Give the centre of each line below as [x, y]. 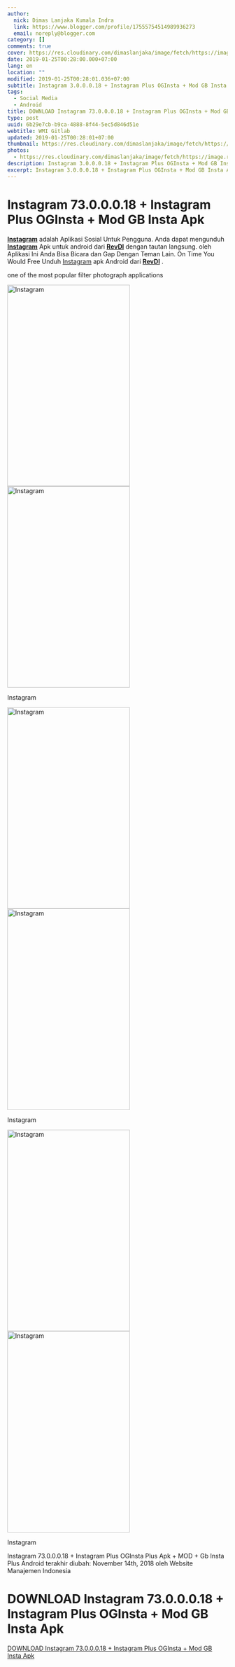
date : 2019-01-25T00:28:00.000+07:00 [62, 60]
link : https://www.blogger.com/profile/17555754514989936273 [105, 27]
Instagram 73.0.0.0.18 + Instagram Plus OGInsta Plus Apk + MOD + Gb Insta [116, 1556]
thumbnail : [23, 144]
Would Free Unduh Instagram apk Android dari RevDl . [85, 261]
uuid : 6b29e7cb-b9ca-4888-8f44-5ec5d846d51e [73, 124]
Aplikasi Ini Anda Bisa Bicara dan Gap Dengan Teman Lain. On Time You [111, 254]
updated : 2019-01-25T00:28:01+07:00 [60, 137]
